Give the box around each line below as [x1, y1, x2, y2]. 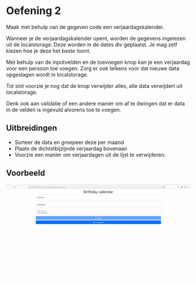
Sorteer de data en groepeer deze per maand [14, 139, 124, 146]
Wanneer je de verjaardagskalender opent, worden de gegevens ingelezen [6, 35, 186, 42]
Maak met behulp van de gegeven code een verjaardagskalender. [6, 23, 164, 30]
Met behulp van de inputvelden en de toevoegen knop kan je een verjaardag [6, 59, 190, 66]
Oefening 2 [6, 4, 61, 18]
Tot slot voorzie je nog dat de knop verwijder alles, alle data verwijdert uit [6, 82, 183, 89]
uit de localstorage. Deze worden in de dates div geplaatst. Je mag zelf [6, 41, 177, 48]
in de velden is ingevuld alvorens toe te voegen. [6, 106, 122, 113]
